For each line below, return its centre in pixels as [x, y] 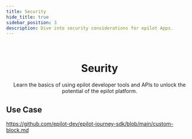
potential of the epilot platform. [100, 91]
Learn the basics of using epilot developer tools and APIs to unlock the [100, 85]
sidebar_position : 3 [32, 22]
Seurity [100, 69]
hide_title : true [28, 17]
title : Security [26, 11]
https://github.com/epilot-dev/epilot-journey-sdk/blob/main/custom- [90, 124]
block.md [17, 130]
